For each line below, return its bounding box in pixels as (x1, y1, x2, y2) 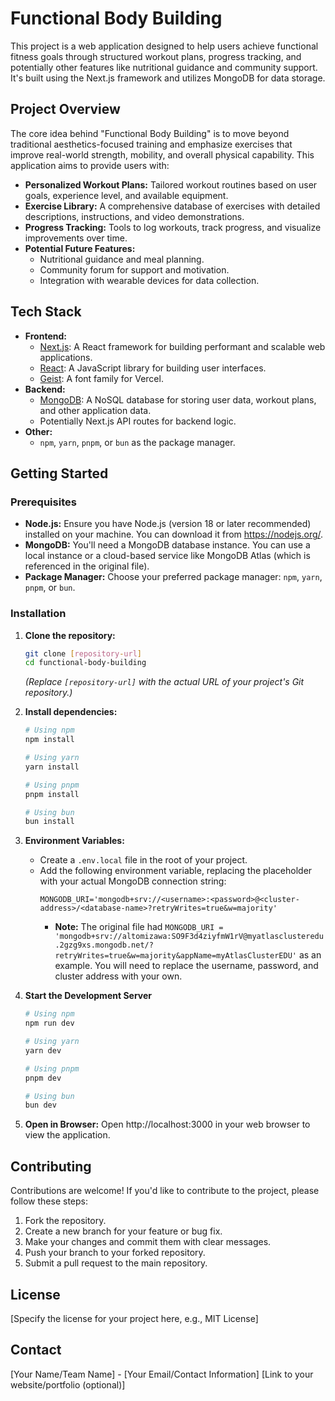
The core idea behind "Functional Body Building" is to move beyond (10, 127, 290, 139)
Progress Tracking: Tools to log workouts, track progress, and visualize (24, 221, 322, 233)
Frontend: (24, 330, 67, 342)
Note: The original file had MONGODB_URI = (54, 921, 224, 933)
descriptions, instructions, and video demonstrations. (24, 210, 245, 222)
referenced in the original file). (24, 560, 150, 572)
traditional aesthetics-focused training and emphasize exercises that (10, 138, 293, 150)
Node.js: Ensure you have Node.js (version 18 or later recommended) (24, 518, 312, 530)
